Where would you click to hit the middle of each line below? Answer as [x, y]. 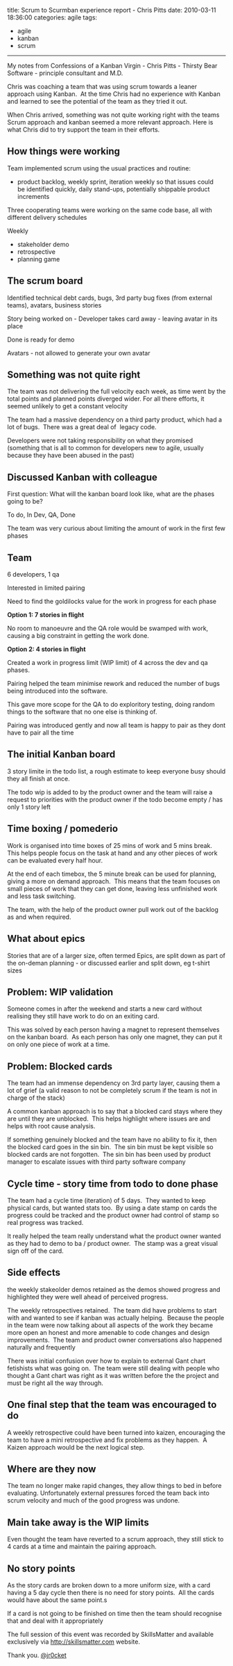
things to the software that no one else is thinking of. [82, 712]
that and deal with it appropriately [55, 1621]
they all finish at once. [39, 778]
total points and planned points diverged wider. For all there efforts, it [106, 399]
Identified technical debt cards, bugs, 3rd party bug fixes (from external [110, 298]
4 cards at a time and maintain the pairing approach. [82, 1546]
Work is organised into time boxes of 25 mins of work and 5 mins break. [110, 845]
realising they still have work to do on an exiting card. [83, 1016]
